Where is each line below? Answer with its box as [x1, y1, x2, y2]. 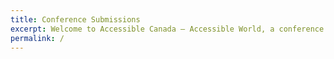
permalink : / [10, 33, 65, 43]
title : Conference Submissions [10, 14, 141, 25]
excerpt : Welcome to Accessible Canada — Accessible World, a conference [10, 24, 325, 34]
